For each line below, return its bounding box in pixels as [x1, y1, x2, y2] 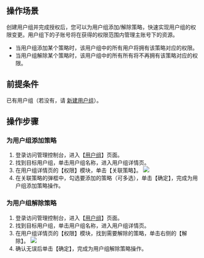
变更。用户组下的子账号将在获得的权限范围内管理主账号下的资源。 [11, 31, 178, 38]
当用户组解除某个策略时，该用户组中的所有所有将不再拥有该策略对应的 [15, 52, 193, 59]
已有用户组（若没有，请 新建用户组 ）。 [6, 96, 102, 104]
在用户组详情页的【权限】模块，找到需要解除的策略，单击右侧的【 [15, 229, 182, 237]
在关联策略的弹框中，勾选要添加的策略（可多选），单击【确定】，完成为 [15, 174, 193, 182]
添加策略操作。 [26, 182, 64, 189]
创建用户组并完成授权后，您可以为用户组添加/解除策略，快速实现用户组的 [6, 23, 191, 31]
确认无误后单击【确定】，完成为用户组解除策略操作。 [15, 244, 147, 252]
